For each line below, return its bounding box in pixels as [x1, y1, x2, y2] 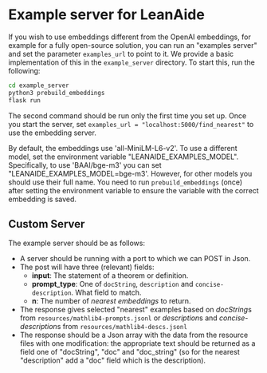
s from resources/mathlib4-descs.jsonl [57, 322, 187, 331]
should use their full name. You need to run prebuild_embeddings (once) [8, 177, 243, 187]
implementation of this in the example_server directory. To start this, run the [8, 58, 255, 67]
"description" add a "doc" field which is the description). [19, 355, 206, 365]
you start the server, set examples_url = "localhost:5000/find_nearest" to [8, 119, 254, 129]
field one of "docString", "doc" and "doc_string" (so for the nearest [19, 347, 241, 357]
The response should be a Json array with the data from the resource [19, 330, 249, 340]
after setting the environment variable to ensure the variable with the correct [8, 185, 259, 195]
